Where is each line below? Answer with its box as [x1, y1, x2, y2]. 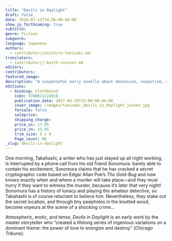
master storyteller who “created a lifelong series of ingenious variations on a [5, 219, 166, 226]
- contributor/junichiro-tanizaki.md [10, 50, 91, 55]
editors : [5, 65, 24, 70]
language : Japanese [5, 41, 47, 46]
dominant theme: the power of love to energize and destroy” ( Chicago [5, 225, 154, 231]
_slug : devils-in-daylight [5, 141, 63, 146]
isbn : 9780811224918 [14, 93, 58, 98]
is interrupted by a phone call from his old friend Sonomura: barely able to [5, 160, 161, 167]
